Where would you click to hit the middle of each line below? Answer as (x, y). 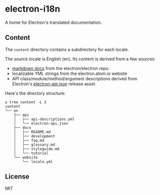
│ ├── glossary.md (34, 144)
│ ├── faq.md (29, 140)
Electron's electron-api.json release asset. (54, 84)
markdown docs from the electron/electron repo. (61, 68)
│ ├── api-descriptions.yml (44, 119)
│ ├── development (34, 136)
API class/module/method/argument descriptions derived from (74, 78)
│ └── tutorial (31, 153)
